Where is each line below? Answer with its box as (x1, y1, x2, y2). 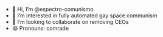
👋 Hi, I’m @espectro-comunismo (12, 6, 94, 13)
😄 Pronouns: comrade (12, 24, 69, 32)
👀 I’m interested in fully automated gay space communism (12, 12, 158, 19)
